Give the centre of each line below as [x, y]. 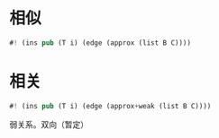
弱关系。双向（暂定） [49, 124]
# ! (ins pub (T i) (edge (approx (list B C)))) [100, 43]
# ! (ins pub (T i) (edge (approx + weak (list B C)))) [110, 106]
